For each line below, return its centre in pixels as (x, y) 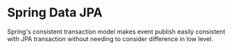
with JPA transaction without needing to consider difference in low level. (110, 38)
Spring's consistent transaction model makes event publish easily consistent (116, 32)
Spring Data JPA (55, 13)
